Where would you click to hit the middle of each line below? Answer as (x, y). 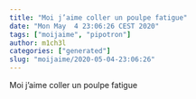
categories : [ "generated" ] (60, 51)
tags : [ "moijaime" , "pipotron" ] (70, 34)
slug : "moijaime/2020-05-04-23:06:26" (82, 59)
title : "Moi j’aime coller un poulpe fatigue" (98, 18)
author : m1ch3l (38, 43)
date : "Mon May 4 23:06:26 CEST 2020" (84, 26)
